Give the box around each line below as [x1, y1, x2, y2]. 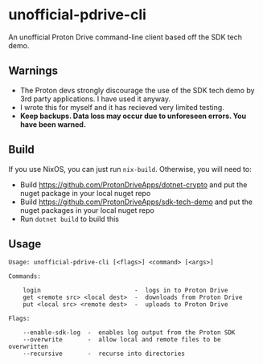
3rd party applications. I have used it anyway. [19, 94, 171, 104]
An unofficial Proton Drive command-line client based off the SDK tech [8, 32, 243, 42]
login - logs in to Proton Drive [23, 287, 228, 295]
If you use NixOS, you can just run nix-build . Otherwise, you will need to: [8, 164, 252, 174]
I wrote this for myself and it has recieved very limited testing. [19, 102, 225, 112]
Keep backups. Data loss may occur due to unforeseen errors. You [19, 111, 247, 121]
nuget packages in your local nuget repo [19, 205, 154, 215]
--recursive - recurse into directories [23, 350, 185, 358]
